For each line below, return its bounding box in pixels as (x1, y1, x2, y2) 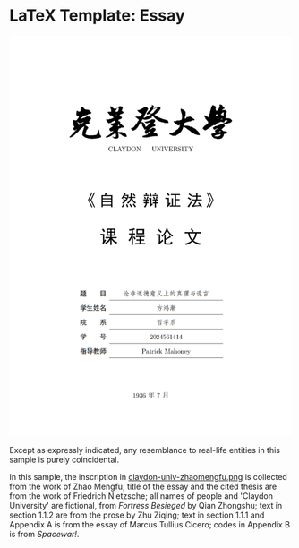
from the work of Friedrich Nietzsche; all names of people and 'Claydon (9, 490, 273, 501)
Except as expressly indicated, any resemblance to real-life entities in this (9, 444, 280, 455)
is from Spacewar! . (9, 528, 80, 539)
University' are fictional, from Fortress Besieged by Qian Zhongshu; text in (9, 500, 283, 510)
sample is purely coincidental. (9, 454, 119, 465)
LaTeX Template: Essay (9, 5, 185, 26)
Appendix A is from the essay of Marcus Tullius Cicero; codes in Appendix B (9, 518, 291, 529)
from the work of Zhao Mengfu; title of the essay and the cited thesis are (9, 481, 278, 492)
